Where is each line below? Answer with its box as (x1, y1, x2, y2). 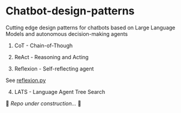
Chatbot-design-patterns (5, 4, 135, 18)
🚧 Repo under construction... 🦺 (5, 100, 82, 107)
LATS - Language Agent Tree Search (14, 88, 105, 95)
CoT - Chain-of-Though (14, 42, 73, 49)
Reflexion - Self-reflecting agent (14, 65, 94, 72)
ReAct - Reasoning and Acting (14, 53, 89, 60)
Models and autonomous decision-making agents (5, 30, 128, 37)
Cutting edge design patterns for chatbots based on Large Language (5, 24, 176, 31)
